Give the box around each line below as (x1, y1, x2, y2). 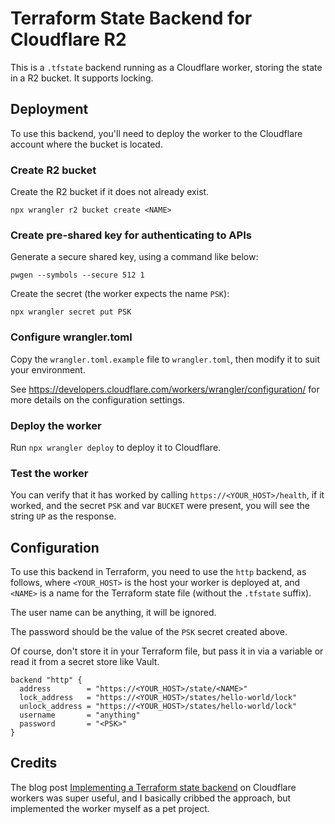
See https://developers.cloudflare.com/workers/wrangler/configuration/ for (10, 383, 320, 395)
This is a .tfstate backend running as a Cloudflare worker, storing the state (10, 61, 323, 73)
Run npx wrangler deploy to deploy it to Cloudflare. (10, 441, 222, 453)
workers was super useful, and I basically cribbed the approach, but (10, 792, 292, 804)
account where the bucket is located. (10, 138, 163, 150)
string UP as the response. (10, 510, 117, 522)
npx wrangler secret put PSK (10, 307, 132, 317)
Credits (10, 755, 58, 772)
